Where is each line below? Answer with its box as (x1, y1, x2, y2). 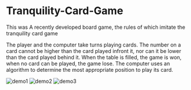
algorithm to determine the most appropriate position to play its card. (6, 66, 173, 73)
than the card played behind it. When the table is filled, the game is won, (6, 54, 182, 61)
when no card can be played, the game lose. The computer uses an (6, 60, 170, 67)
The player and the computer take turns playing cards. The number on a (6, 41, 182, 48)
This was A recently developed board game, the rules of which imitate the (6, 24, 186, 31)
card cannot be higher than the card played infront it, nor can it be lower (6, 47, 182, 54)
